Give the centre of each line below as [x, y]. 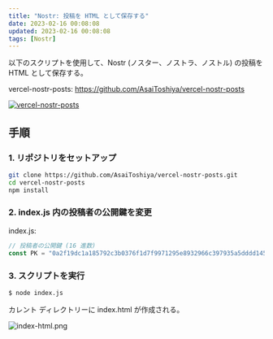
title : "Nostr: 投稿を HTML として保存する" [79, 16]
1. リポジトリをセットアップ [63, 158]
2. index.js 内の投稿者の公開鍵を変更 [80, 212]
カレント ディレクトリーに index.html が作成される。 [96, 309]
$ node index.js [36, 293]
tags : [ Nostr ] [32, 39]
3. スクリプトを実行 [47, 276]
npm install [28, 190]
